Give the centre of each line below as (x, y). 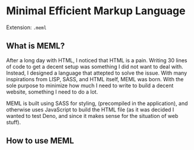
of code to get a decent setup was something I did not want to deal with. (95, 66)
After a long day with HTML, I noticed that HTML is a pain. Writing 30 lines (97, 60)
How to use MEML (40, 141)
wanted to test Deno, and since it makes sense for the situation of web (92, 116)
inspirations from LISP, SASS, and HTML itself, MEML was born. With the (95, 79)
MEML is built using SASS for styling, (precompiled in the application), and (97, 103)
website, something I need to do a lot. (52, 92)
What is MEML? (36, 46)
